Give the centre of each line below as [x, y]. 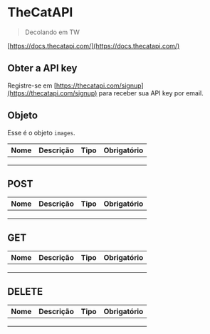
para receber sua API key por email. [151, 93]
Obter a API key [42, 68]
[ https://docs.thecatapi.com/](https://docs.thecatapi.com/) [94, 46]
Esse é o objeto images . [42, 132]
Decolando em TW [52, 32]
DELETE [25, 292]
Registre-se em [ [32, 85]
